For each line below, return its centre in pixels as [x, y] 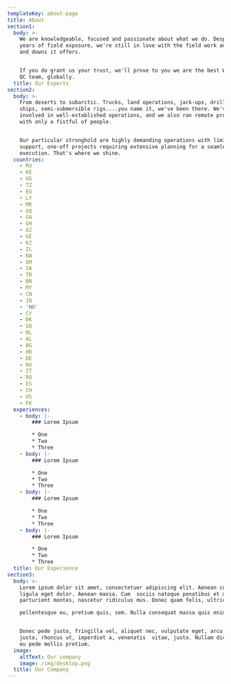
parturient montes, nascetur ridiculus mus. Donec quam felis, [112, 601]
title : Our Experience [46, 568]
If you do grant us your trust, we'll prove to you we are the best [120, 70]
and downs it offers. [50, 52]
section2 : [21, 90]
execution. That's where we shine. [70, 153]
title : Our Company [41, 670]
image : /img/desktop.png [55, 663]
